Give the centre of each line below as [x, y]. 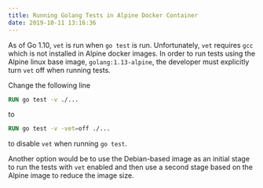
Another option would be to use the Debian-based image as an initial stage [129, 159]
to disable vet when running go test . [68, 144]
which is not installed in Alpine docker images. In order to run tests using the [132, 53]
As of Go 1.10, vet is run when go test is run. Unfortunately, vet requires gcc [131, 45]
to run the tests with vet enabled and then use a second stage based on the [131, 167]
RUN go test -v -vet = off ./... [59, 129]
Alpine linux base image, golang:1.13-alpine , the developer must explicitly [129, 61]
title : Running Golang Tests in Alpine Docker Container [103, 15]
